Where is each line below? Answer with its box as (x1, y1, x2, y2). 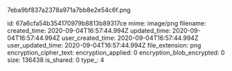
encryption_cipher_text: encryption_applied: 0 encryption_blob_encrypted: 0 (7, 48, 225, 57)
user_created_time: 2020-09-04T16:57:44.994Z (61, 34, 199, 42)
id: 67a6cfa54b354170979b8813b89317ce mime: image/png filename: (7, 19, 206, 27)
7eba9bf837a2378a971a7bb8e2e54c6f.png (7, 6, 131, 14)
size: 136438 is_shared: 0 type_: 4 (7, 56, 105, 64)
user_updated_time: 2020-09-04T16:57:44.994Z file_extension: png (7, 41, 202, 49)
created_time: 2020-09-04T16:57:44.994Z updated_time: (7, 27, 171, 34)
